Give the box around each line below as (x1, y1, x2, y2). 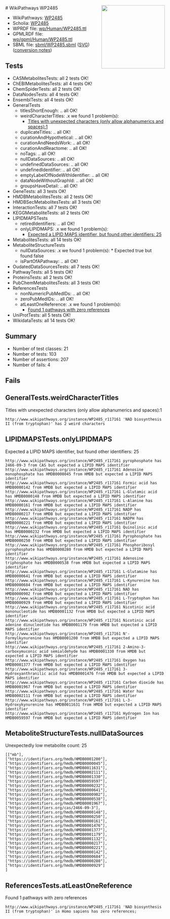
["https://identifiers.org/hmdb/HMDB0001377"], (5, 828, 108, 833)
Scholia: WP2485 (12, 20, 49, 26)
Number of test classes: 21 (12, 346, 68, 352)
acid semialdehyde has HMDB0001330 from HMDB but (39, 648, 146, 654)
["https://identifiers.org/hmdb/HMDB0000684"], (5, 854, 108, 859)
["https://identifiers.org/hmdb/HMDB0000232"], (5, 783, 108, 788)
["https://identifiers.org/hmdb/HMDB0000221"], (5, 846, 108, 851)
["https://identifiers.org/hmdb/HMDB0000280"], (5, 859, 108, 864)
